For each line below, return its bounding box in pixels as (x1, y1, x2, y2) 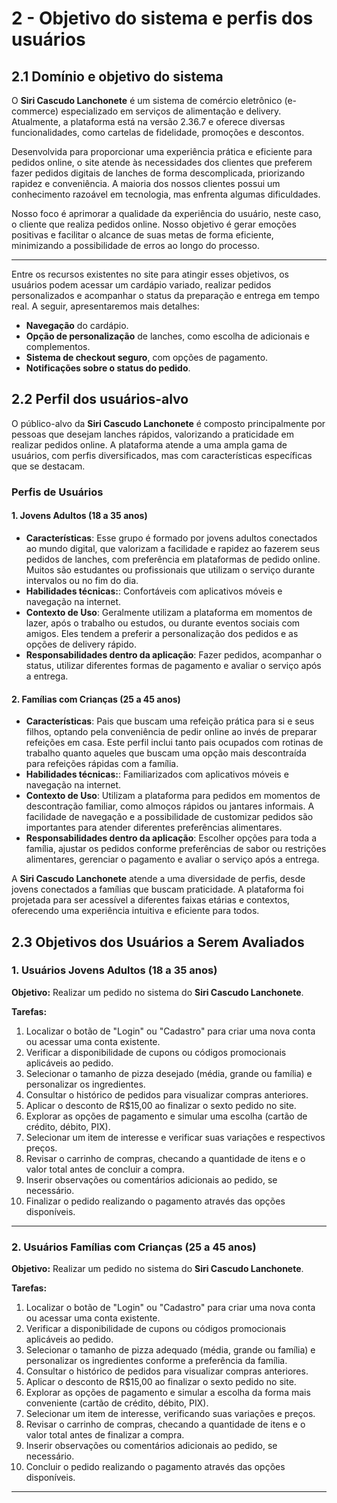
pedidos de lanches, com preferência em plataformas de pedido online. (25, 553, 321, 565)
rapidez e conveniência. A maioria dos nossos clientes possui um (11, 178, 281, 189)
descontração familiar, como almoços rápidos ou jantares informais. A (25, 800, 315, 812)
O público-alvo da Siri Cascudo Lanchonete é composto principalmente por (11, 417, 326, 429)
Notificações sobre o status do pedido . (25, 362, 191, 374)
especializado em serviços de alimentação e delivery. (60, 105, 282, 117)
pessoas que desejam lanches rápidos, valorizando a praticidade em (11, 428, 295, 440)
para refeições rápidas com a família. (25, 758, 179, 770)
